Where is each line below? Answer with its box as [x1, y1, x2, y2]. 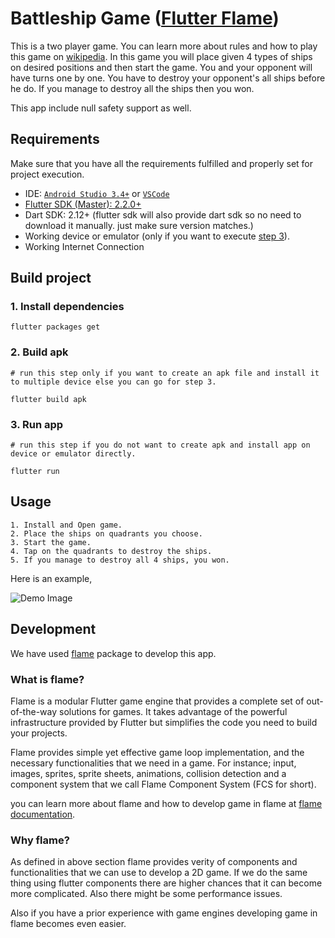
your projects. [10, 727, 68, 739]
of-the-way [10, 705, 58, 717]
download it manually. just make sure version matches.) [24, 219, 254, 231]
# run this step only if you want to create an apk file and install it [10, 368, 320, 378]
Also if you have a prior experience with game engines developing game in [10, 907, 318, 919]
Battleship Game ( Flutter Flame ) [10, 7, 280, 30]
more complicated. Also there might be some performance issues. [10, 888, 283, 900]
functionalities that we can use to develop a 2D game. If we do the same [10, 867, 308, 879]
